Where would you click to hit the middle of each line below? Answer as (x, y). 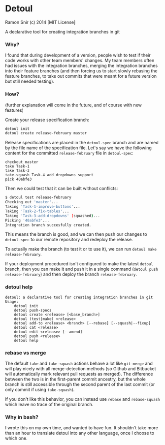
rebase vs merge (26, 352)
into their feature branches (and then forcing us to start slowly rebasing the (81, 71)
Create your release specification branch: (47, 120)
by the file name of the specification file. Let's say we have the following (78, 148)
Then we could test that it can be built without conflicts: (62, 189)
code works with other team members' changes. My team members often (80, 61)
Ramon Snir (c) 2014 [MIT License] (40, 22)
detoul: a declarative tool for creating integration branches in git (79, 297)
